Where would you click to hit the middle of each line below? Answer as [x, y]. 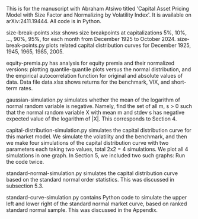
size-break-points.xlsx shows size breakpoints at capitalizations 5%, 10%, [97, 33]
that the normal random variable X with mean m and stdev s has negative [95, 112]
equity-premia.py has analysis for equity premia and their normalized [90, 63]
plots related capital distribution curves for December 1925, [119, 45]
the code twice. [25, 162]
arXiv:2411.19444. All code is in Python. [54, 21]
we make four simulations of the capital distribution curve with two [87, 143]
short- [179, 82]
